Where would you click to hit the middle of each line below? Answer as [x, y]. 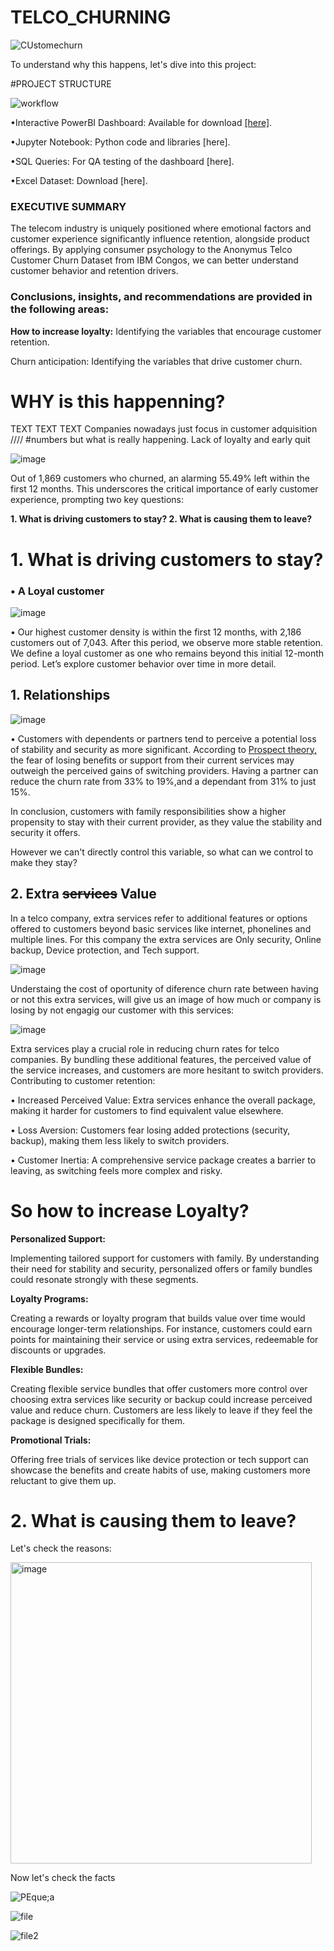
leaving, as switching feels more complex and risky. [116, 1170]
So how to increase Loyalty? [130, 1210]
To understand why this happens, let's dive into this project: [133, 64]
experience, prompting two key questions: [97, 500]
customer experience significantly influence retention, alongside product [160, 239]
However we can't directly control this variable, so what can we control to [162, 852]
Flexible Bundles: [47, 1369]
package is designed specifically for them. [97, 1420]
